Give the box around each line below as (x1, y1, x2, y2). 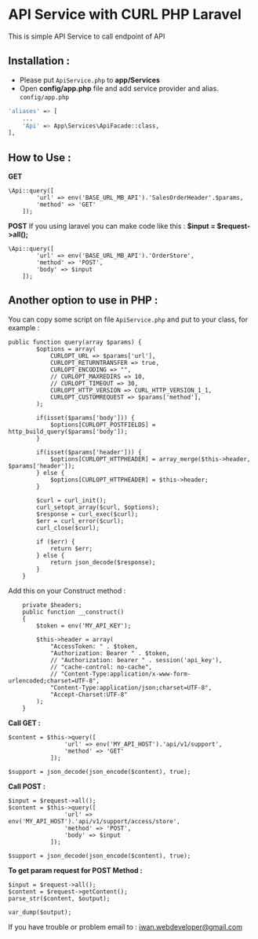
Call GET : (8, 718, 41, 727)
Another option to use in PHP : (8, 293, 158, 307)
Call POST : (8, 781, 45, 791)
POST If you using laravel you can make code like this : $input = (8, 222, 216, 231)
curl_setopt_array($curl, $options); (36, 503, 159, 511)
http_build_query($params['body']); (8, 427, 128, 436)
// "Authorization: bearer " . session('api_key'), (49, 656, 223, 664)
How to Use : (8, 151, 72, 164)
